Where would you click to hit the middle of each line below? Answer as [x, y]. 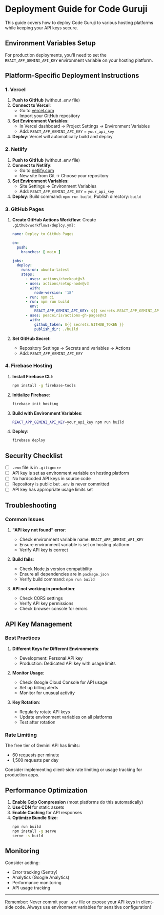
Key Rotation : [26, 702]
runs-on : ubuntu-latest [45, 270]
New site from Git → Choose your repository [64, 175]
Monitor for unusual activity [47, 693]
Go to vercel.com [37, 111]
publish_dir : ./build [56, 329]
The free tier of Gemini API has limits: [42, 746]
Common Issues [25, 519]
